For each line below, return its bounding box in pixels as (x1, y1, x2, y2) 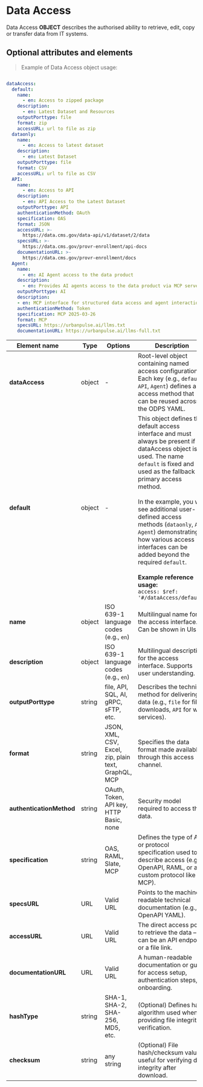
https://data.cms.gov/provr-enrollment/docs (22, 255, 137, 261)
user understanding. (138, 669, 195, 678)
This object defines (138, 415, 193, 423)
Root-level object (138, 352, 188, 360)
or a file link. (138, 944, 173, 952)
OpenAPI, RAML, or (138, 863, 193, 872)
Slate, (105, 860, 121, 868)
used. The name (138, 452, 184, 461)
